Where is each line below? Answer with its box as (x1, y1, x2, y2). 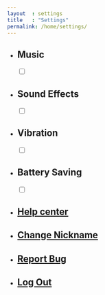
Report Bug (16, 253, 67, 265)
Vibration (16, 127, 58, 139)
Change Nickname (16, 229, 98, 241)
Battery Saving (16, 167, 82, 179)
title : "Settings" (7, 17, 69, 24)
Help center (16, 206, 69, 218)
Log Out (16, 276, 52, 288)
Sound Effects (16, 88, 80, 100)
